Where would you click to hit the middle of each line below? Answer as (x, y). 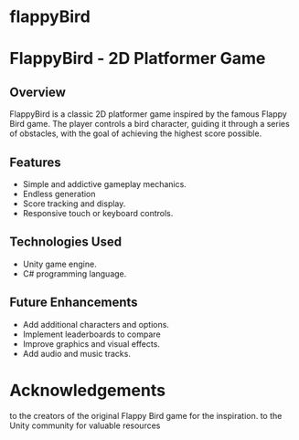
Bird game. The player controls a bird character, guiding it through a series (149, 124)
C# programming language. (75, 273)
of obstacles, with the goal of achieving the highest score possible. (136, 133)
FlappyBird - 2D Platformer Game (138, 59)
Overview (38, 92)
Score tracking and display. (74, 204)
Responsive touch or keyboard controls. (98, 213)
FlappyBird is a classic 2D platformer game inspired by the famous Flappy (149, 114)
